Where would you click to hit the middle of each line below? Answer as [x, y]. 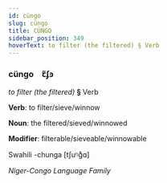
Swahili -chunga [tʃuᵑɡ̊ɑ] [49, 155]
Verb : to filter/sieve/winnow [54, 108]
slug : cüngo [28, 23]
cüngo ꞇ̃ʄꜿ [31, 75]
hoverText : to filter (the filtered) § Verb [84, 46]
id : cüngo [25, 16]
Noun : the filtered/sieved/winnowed [68, 123]
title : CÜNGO [30, 31]
